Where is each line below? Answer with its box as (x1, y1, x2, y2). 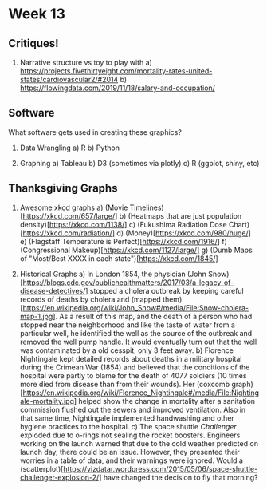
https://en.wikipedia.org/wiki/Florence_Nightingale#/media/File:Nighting (22, 388, 260, 397)
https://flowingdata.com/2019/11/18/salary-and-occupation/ (19, 83, 215, 93)
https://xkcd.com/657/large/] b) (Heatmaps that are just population (22, 211, 242, 220)
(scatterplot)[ (19, 464, 64, 473)
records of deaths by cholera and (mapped (19, 294, 161, 304)
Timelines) (129, 203, 165, 212)
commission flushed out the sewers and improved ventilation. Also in (19, 405, 246, 414)
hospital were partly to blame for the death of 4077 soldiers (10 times (19, 370, 247, 380)
